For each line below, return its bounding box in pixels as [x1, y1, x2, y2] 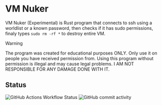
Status [5, 81, 27, 89]
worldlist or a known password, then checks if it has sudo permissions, [5, 25, 153, 31]
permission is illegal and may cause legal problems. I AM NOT [5, 61, 134, 67]
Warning [5, 40, 23, 46]
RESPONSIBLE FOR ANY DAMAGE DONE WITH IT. [5, 66, 110, 72]
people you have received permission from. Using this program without [5, 55, 153, 61]
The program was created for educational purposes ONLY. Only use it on [5, 50, 157, 56]
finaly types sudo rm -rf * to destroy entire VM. [5, 30, 106, 36]
